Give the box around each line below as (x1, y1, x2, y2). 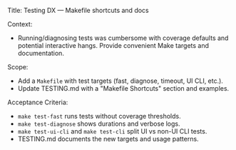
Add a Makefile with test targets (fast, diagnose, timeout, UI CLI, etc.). (17, 76, 223, 85)
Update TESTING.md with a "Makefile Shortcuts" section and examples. (17, 84, 230, 92)
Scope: (7, 63, 29, 71)
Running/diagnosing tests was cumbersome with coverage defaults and (17, 34, 229, 42)
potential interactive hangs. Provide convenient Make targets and (17, 41, 209, 49)
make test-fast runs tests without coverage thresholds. (17, 112, 181, 120)
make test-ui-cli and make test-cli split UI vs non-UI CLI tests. (17, 127, 207, 135)
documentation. (17, 49, 64, 57)
